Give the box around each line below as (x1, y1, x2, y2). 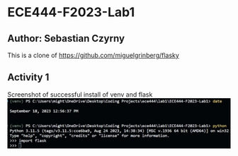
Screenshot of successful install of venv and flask (7, 90, 153, 99)
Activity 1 (7, 71, 50, 83)
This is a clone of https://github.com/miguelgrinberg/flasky (7, 51, 179, 59)
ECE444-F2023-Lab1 (7, 4, 135, 20)
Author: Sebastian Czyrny (7, 32, 125, 44)
